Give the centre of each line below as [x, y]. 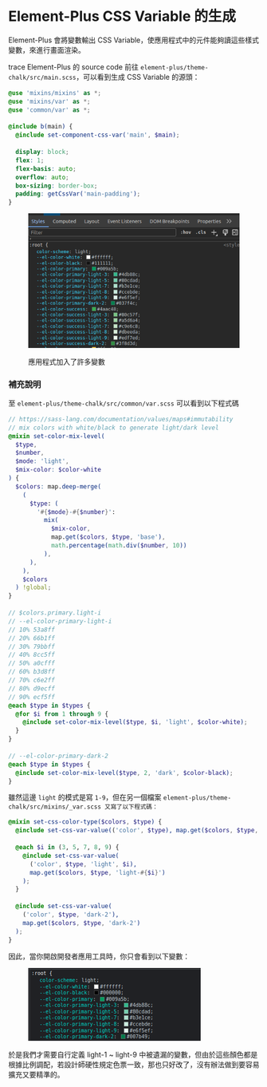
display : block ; [42, 152]
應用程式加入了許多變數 [67, 362]
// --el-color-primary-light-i [60, 621]
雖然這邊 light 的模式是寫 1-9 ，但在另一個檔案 [85, 797]
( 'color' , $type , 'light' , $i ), [83, 864]
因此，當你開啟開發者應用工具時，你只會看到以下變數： [99, 956]
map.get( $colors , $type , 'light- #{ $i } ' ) [97, 872]
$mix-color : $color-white [59, 470]
